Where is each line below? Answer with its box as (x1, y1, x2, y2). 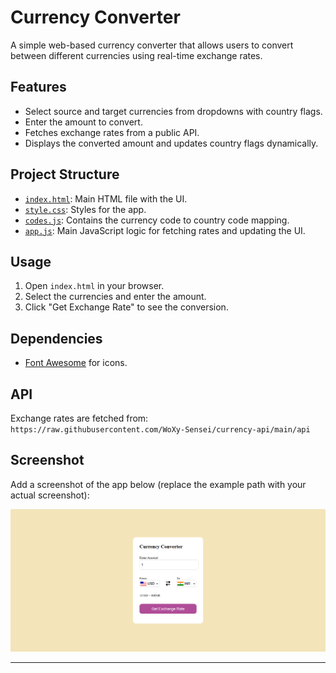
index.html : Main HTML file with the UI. (24, 192, 188, 205)
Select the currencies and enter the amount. (24, 291, 207, 303)
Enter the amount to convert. (24, 116, 143, 128)
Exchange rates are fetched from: (10, 412, 149, 424)
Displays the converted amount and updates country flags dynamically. (24, 137, 319, 149)
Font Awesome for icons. (24, 357, 128, 369)
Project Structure (10, 166, 120, 183)
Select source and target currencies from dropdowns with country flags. (24, 105, 323, 117)
